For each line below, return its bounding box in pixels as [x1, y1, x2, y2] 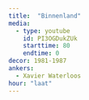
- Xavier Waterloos [15, 72, 82, 80]
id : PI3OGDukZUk [23, 34, 78, 43]
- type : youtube [15, 27, 70, 35]
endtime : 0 [23, 49, 60, 57]
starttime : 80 [23, 42, 70, 50]
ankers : [8, 65, 35, 73]
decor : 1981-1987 [8, 57, 67, 65]
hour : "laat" [8, 79, 53, 87]
